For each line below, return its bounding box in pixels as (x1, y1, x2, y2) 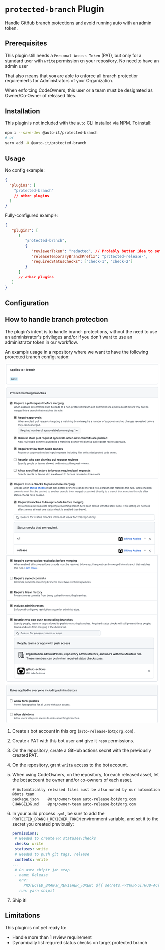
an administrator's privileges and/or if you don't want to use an (5, 334, 133, 340)
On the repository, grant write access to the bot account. (12, 762, 128, 768)
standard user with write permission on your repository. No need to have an (5, 58, 159, 64)
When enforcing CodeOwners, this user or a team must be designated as (5, 87, 153, 93)
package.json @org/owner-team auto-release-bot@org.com (12, 796, 136, 802)
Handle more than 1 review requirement (12, 934, 92, 940)
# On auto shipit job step (14, 868, 70, 872)
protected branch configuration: (5, 354, 70, 360)
